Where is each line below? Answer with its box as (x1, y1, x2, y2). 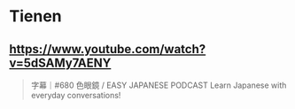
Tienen (9, 6, 62, 27)
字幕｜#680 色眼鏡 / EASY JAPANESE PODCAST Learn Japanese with (30, 80, 287, 90)
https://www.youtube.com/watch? (9, 42, 206, 57)
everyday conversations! (30, 90, 121, 100)
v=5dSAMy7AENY (9, 55, 112, 70)
